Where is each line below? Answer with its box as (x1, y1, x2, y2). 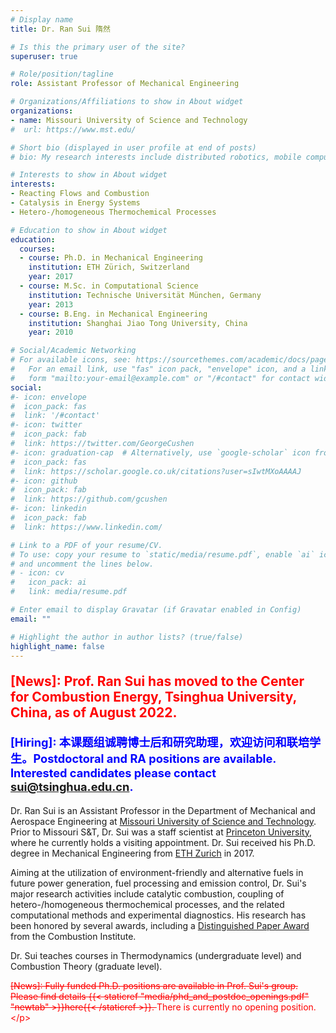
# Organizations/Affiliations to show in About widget (10, 97, 244, 107)
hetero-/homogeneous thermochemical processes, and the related (10, 898, 285, 910)
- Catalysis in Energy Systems (10, 198, 141, 208)
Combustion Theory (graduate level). (10, 960, 163, 972)
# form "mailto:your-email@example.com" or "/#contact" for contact (10, 373, 311, 383)
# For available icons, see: (10, 355, 132, 365)
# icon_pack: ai (10, 577, 87, 588)
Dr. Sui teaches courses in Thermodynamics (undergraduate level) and (10, 949, 302, 961)
